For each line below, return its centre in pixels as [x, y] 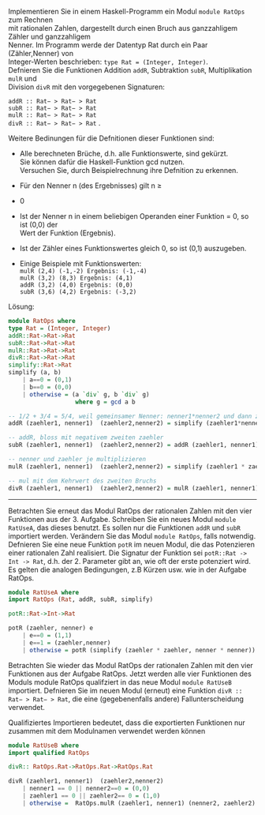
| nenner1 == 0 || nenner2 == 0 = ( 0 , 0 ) [86, 789]
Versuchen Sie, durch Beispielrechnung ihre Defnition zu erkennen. [129, 170]
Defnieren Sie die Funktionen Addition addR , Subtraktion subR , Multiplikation [130, 70]
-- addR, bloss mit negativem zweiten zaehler [86, 438]
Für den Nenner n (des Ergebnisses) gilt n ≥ [91, 186]
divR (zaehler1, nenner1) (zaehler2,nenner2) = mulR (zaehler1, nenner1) [134, 488]
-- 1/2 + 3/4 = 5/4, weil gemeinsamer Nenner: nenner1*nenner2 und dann [130, 416]
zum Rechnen [31, 20]
